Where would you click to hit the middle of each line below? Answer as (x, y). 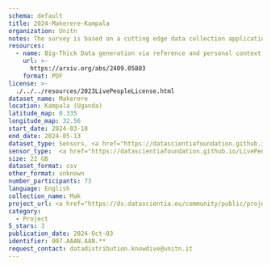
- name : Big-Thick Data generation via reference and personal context (139, 53)
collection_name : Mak (45, 196)
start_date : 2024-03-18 (48, 128)
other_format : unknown (46, 174)
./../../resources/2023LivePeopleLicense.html (95, 91)
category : (25, 211)
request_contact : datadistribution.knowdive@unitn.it (101, 249)
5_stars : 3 (27, 226)
